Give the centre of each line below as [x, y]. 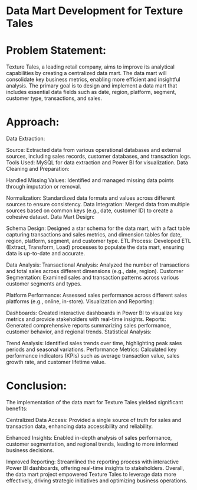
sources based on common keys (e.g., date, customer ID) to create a [89, 210]
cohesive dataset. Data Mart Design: [50, 217]
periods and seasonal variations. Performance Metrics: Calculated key [91, 349]
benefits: [17, 408]
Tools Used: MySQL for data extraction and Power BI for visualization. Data [97, 163]
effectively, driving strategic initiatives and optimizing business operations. [97, 481]
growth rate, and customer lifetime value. [56, 362]
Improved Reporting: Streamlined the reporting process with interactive [93, 462]
